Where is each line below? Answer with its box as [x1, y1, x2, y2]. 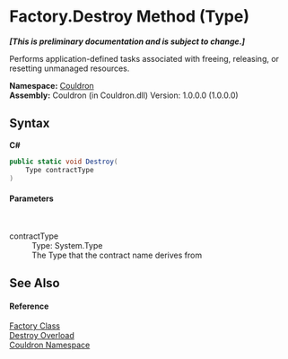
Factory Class [9, 320, 61, 331]
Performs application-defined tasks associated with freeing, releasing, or [9, 53, 280, 64]
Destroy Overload [9, 330, 74, 341]
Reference [9, 301, 49, 311]
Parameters [9, 193, 54, 204]
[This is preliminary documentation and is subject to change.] [9, 36, 245, 47]
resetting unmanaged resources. [9, 63, 130, 74]
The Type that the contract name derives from [31, 250, 203, 260]
